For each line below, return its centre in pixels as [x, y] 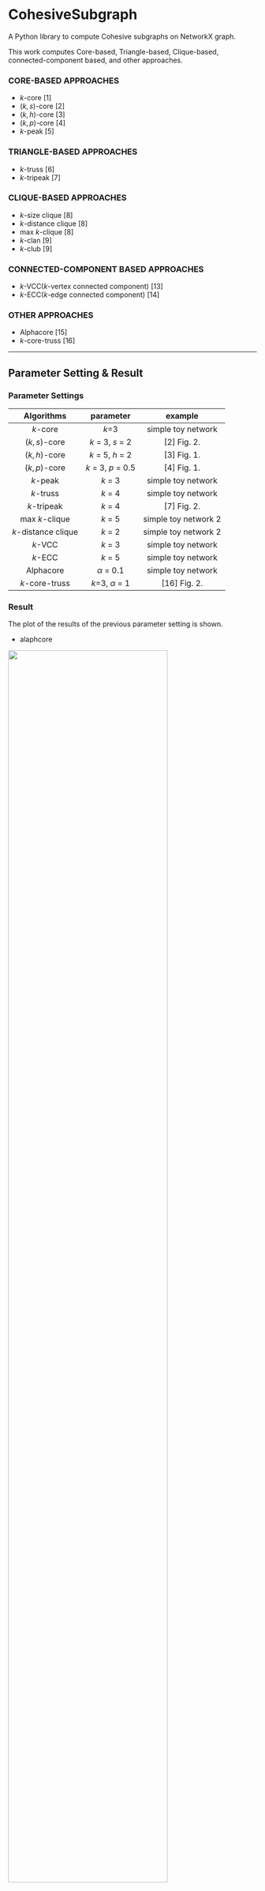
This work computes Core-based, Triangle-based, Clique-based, [114, 51]
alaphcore [36, 639]
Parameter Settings [46, 395]
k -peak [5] [37, 131]
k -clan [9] [36, 240]
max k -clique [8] [47, 231]
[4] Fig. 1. [182, 468]
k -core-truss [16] [47, 340]
